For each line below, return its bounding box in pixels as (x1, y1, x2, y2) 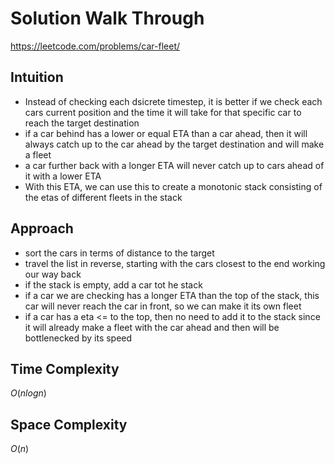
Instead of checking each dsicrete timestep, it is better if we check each (24, 95, 323, 107)
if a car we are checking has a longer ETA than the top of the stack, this (24, 289, 320, 301)
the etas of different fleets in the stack (24, 191, 183, 203)
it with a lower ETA (24, 170, 102, 182)
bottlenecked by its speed (24, 332, 133, 344)
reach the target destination (24, 117, 140, 129)
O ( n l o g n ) (10, 387, 47, 399)
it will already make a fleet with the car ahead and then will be (24, 321, 280, 333)
